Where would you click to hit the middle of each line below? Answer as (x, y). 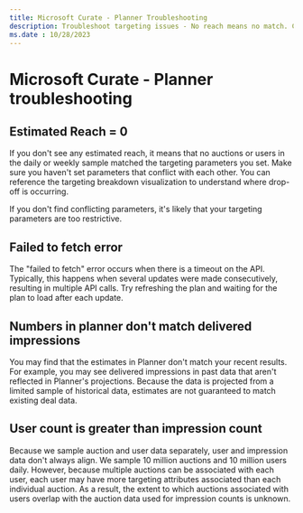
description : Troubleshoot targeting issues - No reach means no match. (149, 26)
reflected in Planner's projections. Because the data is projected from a (142, 381)
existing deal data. (44, 400)
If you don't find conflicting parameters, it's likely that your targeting (136, 210)
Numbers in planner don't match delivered (131, 326)
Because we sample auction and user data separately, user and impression (149, 450)
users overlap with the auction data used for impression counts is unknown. (150, 499)
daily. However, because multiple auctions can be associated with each (142, 470)
